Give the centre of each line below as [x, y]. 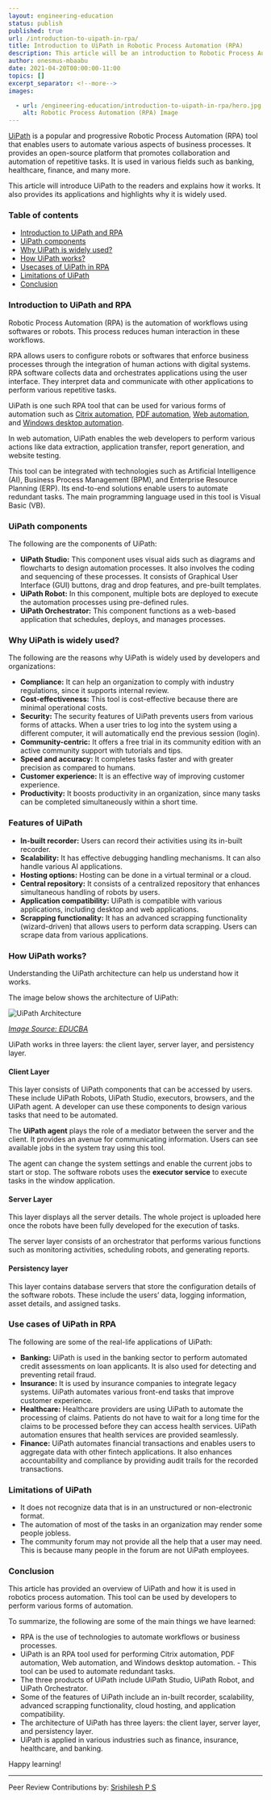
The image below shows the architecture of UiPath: [94, 997]
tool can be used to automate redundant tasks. [98, 1672]
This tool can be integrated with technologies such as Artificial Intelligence [132, 471]
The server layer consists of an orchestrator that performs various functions [135, 1241]
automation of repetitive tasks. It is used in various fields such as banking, [131, 161]
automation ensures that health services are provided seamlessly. [129, 1435]
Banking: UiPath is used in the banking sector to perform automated [133, 1357]
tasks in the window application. [62, 1181]
